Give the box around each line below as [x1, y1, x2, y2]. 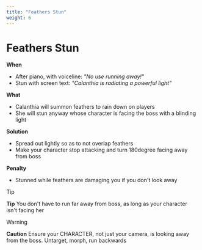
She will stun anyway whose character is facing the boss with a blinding [15, 109, 197, 117]
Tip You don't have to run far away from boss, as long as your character [6, 200, 187, 208]
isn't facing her [6, 207, 45, 214]
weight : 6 [6, 15, 32, 21]
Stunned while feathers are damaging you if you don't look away [15, 177, 178, 184]
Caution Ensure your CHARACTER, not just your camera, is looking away [6, 230, 189, 238]
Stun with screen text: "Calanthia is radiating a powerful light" [15, 79, 172, 87]
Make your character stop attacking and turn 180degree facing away [15, 146, 188, 153]
